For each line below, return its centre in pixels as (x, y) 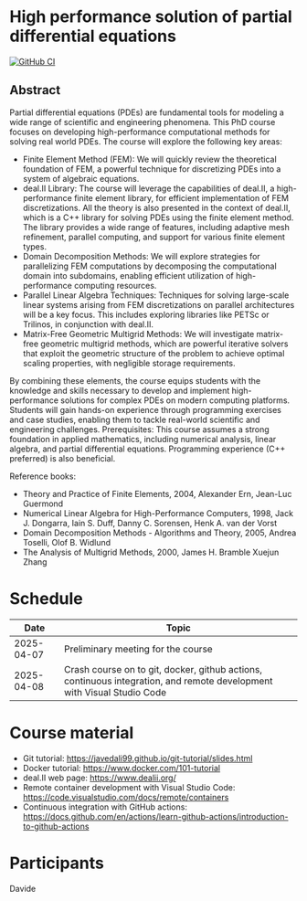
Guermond (43, 503)
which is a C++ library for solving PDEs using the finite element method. (158, 217)
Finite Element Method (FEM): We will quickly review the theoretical (149, 159)
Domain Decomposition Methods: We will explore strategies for (141, 256)
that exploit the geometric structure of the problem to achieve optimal (153, 353)
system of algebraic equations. (81, 178)
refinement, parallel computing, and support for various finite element (153, 237)
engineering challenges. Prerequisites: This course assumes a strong (139, 429)
